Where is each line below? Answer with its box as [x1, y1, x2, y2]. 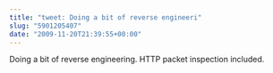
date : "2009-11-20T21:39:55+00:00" [9, 29, 142, 38]
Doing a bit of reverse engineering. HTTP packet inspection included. [9, 54, 265, 65]
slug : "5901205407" [9, 21, 82, 30]
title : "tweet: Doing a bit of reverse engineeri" [9, 12, 202, 22]
